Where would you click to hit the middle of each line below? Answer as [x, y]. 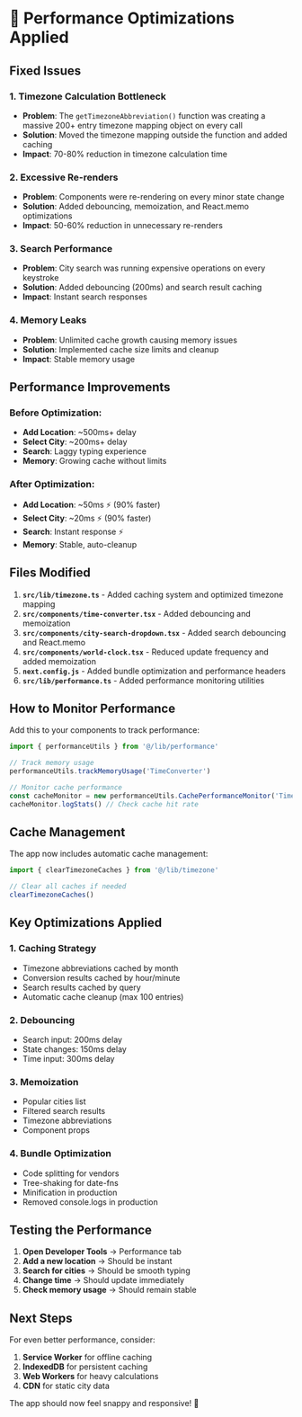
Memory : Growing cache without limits [94, 461]
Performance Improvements [90, 387]
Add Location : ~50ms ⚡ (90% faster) [91, 504]
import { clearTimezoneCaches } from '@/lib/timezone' [114, 870]
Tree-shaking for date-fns [70, 1182]
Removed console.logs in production [90, 1202]
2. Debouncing [42, 1020]
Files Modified [50, 573]
